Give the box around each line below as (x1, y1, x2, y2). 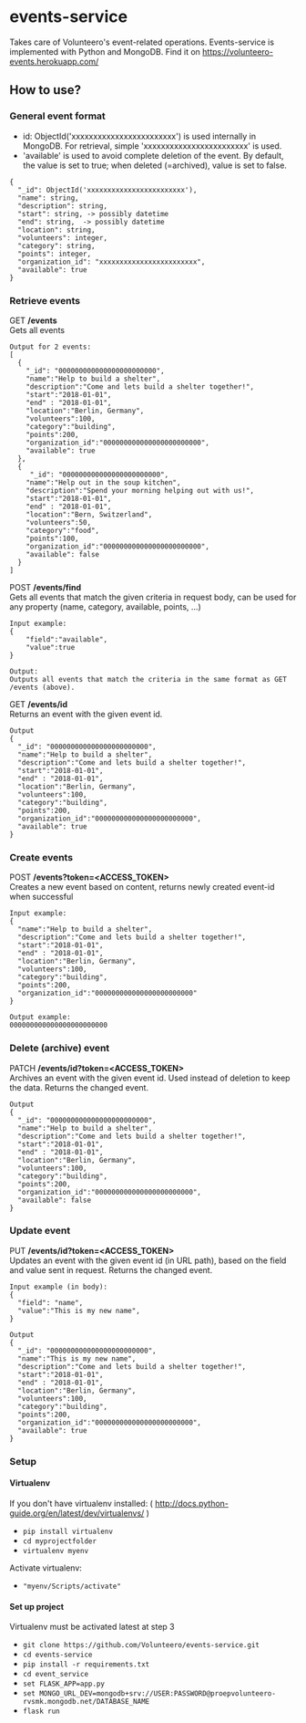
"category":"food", (25, 526, 100, 535)
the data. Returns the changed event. (9, 1081, 148, 1092)
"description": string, (17, 201, 107, 211)
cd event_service (22, 1670, 89, 1679)
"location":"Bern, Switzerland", (25, 509, 153, 519)
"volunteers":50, (25, 517, 92, 527)
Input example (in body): (9, 1282, 107, 1291)
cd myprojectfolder (22, 1536, 97, 1546)
